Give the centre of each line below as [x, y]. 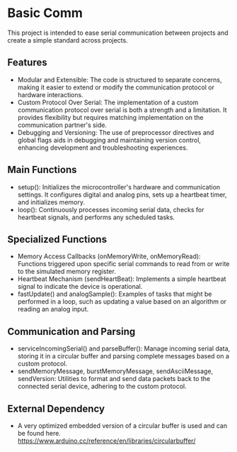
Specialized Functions [57, 239]
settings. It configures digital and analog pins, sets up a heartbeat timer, [122, 194]
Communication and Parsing [71, 331]
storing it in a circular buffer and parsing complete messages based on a [123, 356]
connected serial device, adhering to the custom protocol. [102, 386]
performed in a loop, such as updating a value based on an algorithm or [122, 302]
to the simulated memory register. [67, 272]
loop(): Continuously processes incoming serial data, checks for [111, 209]
